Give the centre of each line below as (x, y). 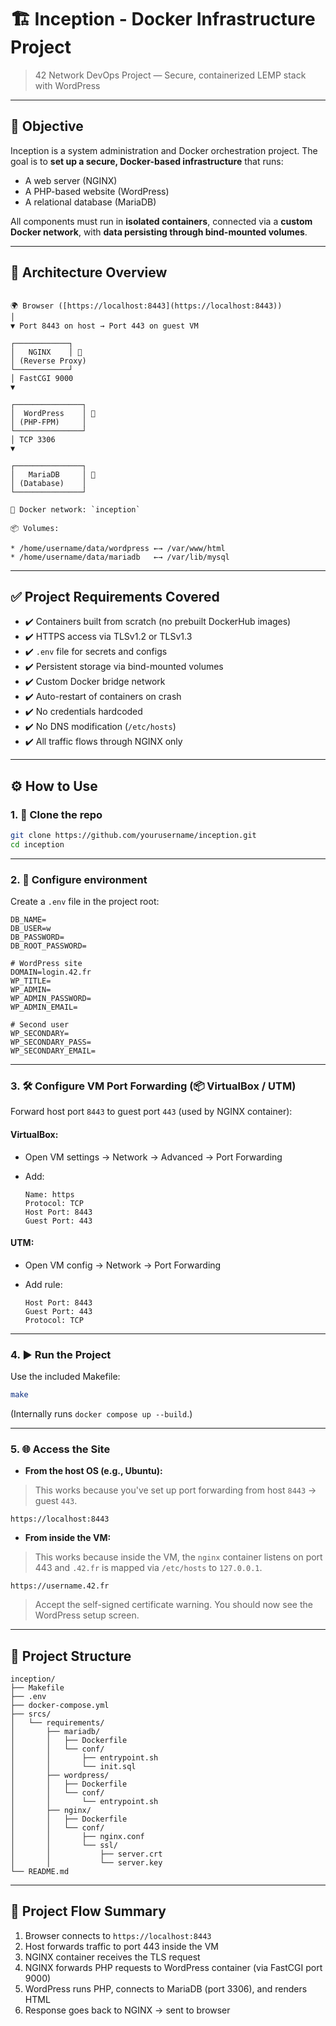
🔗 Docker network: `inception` (75, 509)
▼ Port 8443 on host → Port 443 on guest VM (104, 326)
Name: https (49, 1194)
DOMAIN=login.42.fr (51, 972)
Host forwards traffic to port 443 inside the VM (121, 1946)
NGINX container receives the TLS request (112, 1957)
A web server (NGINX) (71, 180)
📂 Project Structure (71, 1656)
